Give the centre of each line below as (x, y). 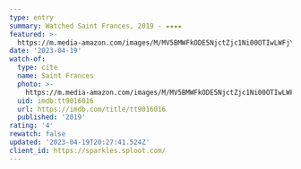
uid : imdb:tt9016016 (56, 101)
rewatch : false (38, 134)
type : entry (31, 17)
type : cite (38, 68)
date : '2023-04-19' (46, 51)
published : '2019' (52, 117)
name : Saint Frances (56, 76)
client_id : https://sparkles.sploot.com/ (88, 150)
